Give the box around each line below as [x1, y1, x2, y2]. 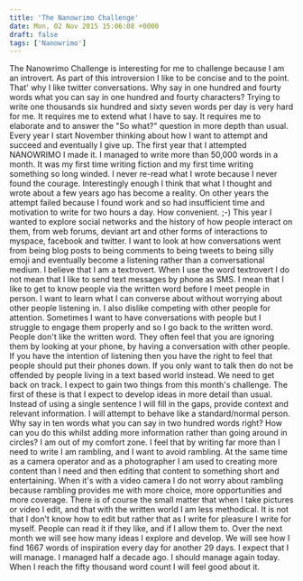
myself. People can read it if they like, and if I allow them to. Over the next [9, 523, 283, 534]
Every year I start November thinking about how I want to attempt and [9, 130, 269, 141]
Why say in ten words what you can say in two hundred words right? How [9, 418, 282, 429]
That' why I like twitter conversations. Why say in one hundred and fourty [9, 82, 282, 93]
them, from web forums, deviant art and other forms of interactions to [9, 226, 268, 237]
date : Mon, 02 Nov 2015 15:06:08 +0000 [9, 22, 160, 31]
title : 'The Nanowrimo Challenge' [9, 13, 140, 23]
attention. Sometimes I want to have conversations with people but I [9, 312, 262, 323]
